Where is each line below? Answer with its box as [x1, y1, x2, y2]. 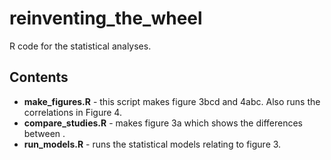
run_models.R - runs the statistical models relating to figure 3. [23, 138, 282, 150]
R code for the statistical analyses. [9, 40, 152, 52]
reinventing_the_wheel [9, 7, 203, 30]
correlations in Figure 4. [23, 106, 122, 118]
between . [23, 127, 66, 139]
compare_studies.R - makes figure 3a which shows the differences [23, 117, 303, 129]
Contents [9, 69, 69, 86]
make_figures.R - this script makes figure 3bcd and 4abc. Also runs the [23, 95, 321, 107]
